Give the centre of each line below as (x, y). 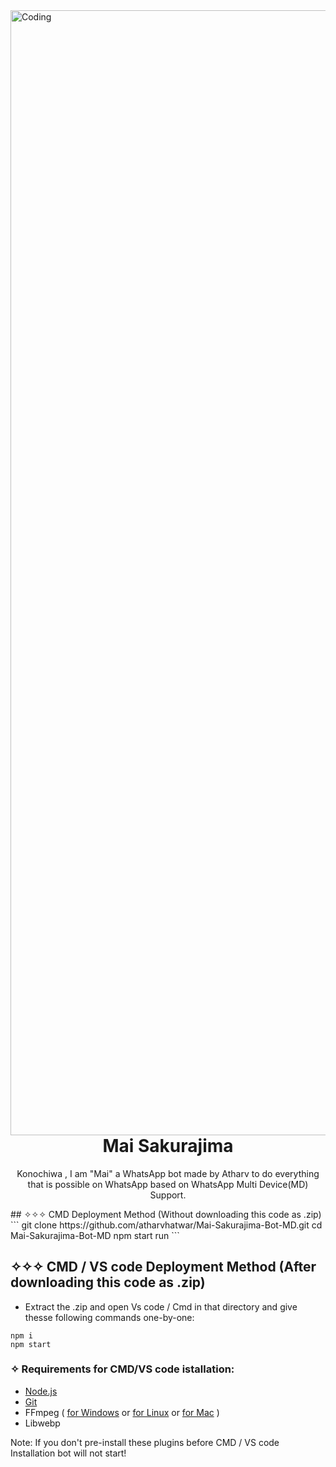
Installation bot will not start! (68, 1453)
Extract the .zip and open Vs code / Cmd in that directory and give (161, 1306)
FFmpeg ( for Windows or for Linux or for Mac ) (122, 1412)
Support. (168, 1195)
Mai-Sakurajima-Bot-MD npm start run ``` (95, 1235)
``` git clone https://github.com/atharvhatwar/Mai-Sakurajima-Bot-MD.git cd (166, 1225)
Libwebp (42, 1423)
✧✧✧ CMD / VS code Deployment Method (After (163, 1267)
